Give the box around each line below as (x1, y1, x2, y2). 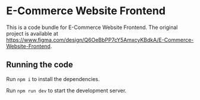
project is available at (6, 30, 58, 37)
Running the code (6, 60, 73, 70)
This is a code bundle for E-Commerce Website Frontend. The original (6, 24, 178, 31)
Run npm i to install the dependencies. (6, 75, 100, 82)
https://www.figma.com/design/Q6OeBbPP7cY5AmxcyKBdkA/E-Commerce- (6, 36, 194, 43)
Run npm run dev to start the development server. (6, 87, 127, 94)
